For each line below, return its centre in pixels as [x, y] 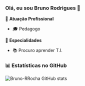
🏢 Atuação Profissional [29, 19]
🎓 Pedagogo [26, 29]
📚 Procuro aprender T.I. [37, 50]
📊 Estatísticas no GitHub [36, 65]
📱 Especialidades [23, 40]
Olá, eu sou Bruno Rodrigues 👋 [43, 8]
